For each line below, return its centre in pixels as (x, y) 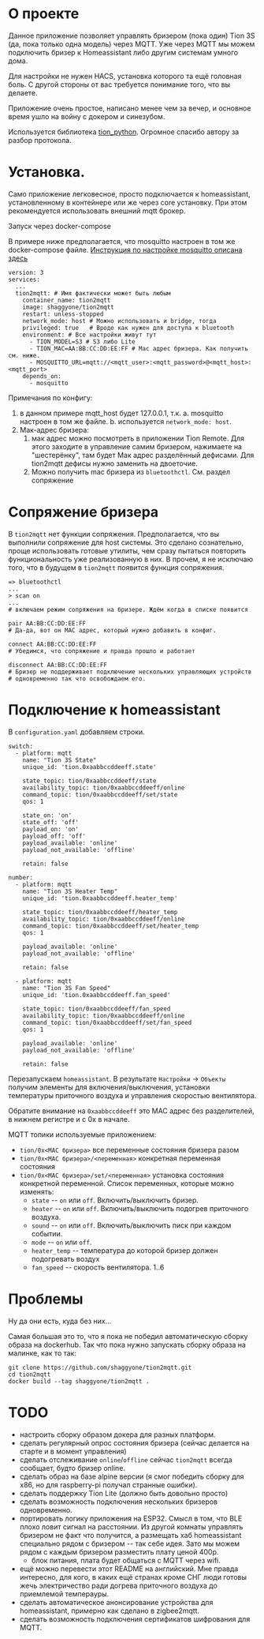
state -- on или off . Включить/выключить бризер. (115, 1200)
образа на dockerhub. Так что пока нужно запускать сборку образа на (127, 1345)
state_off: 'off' (51, 822)
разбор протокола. (40, 140)
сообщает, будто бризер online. (73, 1468)
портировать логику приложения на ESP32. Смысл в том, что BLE (131, 1518)
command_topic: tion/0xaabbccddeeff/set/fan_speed (107, 1022)
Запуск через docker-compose (60, 226)
